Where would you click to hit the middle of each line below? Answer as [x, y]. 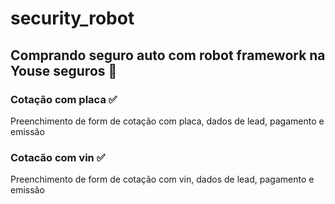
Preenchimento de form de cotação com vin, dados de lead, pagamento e [162, 179]
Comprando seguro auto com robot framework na [168, 55]
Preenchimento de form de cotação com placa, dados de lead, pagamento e [167, 121]
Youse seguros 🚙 [64, 70]
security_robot [72, 18]
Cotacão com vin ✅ [58, 157]
